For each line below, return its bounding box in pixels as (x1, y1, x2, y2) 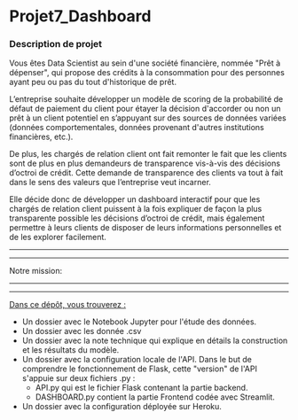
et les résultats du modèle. (21, 345, 120, 355)
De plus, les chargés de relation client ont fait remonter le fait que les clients (9, 149, 287, 159)
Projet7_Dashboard (9, 6, 152, 27)
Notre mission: (9, 266, 63, 276)
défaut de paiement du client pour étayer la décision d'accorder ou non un (9, 104, 281, 114)
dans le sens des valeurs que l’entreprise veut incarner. (9, 177, 211, 188)
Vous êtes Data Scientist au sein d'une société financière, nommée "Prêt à (9, 58, 281, 68)
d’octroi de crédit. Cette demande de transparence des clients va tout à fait (9, 167, 284, 178)
